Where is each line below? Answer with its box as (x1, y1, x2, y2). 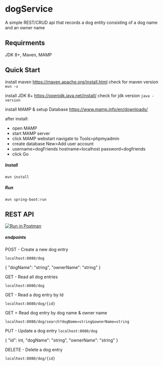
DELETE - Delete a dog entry (5, 347, 63, 353)
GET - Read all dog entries (5, 274, 58, 280)
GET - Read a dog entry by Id (5, 292, 64, 298)
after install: (5, 116, 29, 121)
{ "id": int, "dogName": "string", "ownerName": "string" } (5, 337, 118, 343)
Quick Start (5, 66, 40, 74)
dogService (5, 3, 53, 15)
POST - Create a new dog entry (5, 247, 69, 252)
